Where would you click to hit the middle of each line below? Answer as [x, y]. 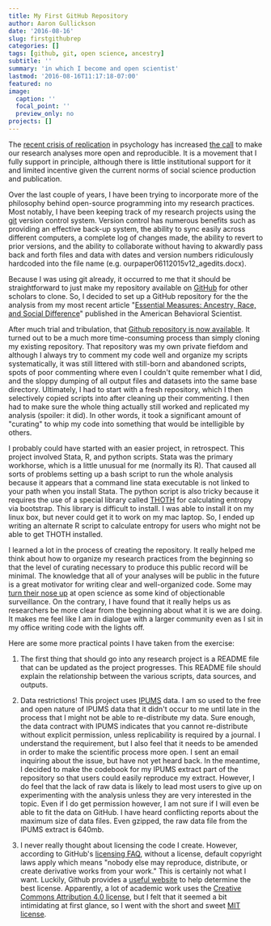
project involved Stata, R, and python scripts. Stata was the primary [121, 457]
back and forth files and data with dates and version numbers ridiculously [131, 254]
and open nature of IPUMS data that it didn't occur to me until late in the [140, 709]
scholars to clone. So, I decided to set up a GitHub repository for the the [128, 296]
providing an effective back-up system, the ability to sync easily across [127, 228]
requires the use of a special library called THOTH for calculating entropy [130, 500]
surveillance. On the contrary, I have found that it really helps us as [120, 601]
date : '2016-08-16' [41, 31]
